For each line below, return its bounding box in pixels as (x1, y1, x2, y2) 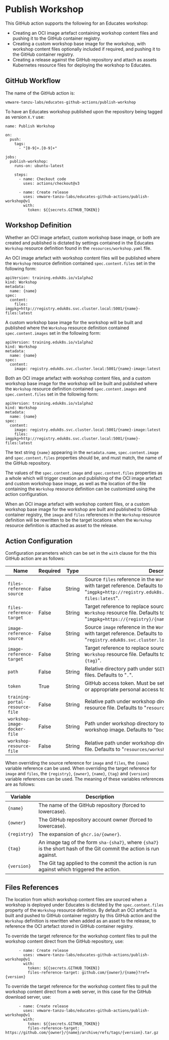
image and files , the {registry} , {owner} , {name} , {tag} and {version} (5, 771, 150, 777)
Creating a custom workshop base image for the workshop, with (12, 40, 146, 46)
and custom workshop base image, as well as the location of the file (5, 480, 146, 486)
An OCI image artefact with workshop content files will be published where (5, 255, 160, 261)
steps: (14, 172, 28, 177)
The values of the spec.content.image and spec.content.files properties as (5, 470, 162, 476)
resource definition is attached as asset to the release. (5, 522, 118, 528)
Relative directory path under (84, 665, 153, 673)
